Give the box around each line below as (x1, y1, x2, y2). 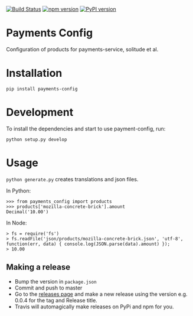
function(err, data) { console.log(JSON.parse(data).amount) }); (6, 241, 170, 247)
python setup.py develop (6, 136, 67, 142)
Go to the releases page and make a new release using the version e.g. (14, 290, 188, 298)
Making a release (6, 262, 71, 272)
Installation (6, 67, 63, 80)
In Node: (6, 219, 27, 226)
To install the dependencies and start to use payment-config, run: (6, 125, 166, 132)
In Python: (6, 187, 31, 194)
